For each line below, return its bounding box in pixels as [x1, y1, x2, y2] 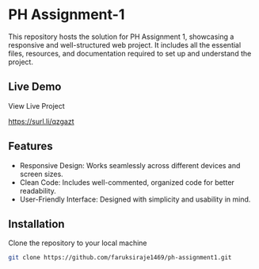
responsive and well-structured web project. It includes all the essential [8, 40, 242, 49]
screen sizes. [19, 169, 63, 179]
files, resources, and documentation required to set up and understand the [8, 48, 252, 58]
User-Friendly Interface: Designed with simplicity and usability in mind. [19, 194, 251, 204]
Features [8, 140, 53, 153]
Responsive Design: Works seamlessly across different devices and [19, 160, 241, 170]
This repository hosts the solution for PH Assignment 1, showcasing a [8, 32, 234, 41]
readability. [19, 186, 57, 195]
